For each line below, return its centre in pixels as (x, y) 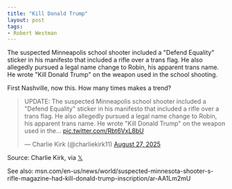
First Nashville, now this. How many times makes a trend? (89, 88)
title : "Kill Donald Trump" (48, 13)
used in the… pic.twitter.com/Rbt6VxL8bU (84, 131)
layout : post (26, 20)
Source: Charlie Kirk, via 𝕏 (45, 158)
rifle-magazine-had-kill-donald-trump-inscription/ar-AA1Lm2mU (99, 179)
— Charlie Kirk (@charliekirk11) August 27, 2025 (92, 144)
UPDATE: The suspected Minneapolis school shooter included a (115, 102)
